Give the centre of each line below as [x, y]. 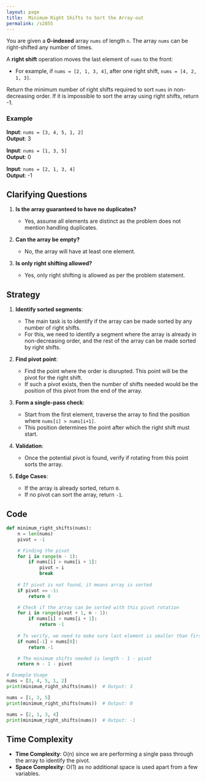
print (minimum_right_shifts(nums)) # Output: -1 [71, 720]
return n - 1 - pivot [45, 664]
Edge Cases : [32, 476]
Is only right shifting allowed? [54, 263]
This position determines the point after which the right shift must [107, 428]
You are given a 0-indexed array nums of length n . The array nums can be [97, 41]
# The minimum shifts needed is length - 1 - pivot [85, 658]
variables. [28, 773]
